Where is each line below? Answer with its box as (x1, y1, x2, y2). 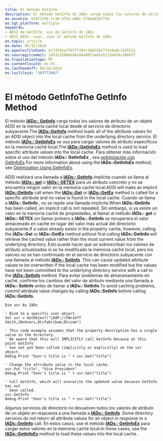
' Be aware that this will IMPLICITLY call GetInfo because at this (5, 337, 147, 342)
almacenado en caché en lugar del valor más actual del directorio (5, 220, 136, 227)
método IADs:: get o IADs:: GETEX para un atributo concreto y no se (5, 179, 143, 185)
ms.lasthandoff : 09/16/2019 (5, 66, 62, 71)
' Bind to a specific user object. (5, 311, 77, 316)
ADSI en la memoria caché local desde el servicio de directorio (5, 123, 131, 129)
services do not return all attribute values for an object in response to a (5, 415, 147, 421)
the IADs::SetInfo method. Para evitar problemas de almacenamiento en (5, 272, 149, 278)
